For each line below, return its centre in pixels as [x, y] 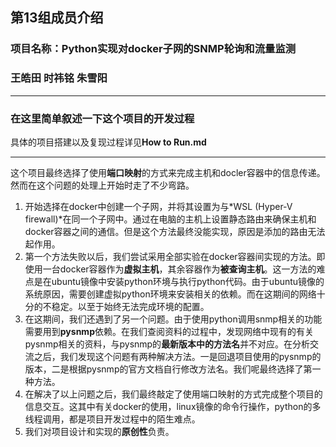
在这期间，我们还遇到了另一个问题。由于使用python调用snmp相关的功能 [173, 319]
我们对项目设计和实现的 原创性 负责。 [99, 431]
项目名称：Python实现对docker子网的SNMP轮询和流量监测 [153, 49]
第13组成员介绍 [57, 18]
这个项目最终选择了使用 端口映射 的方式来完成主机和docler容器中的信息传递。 [168, 172]
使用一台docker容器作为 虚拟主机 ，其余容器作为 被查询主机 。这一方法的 [170, 269]
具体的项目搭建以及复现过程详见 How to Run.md [108, 142]
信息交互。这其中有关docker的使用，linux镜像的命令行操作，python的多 [173, 406]
